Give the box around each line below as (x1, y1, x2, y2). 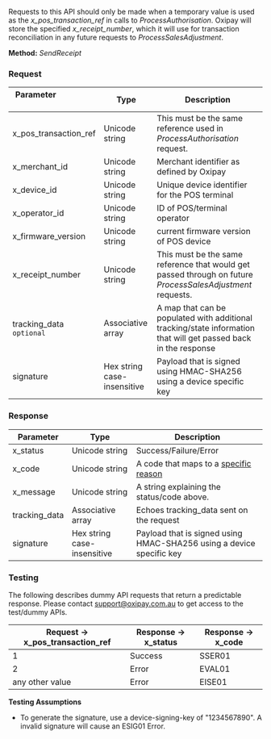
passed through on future (156, 269, 254, 281)
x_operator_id (12, 207, 65, 219)
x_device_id (12, 185, 57, 196)
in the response (156, 343, 216, 354)
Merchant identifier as (156, 157, 240, 168)
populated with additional (156, 312, 252, 324)
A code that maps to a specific (135, 457, 252, 469)
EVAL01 (199, 663, 231, 674)
